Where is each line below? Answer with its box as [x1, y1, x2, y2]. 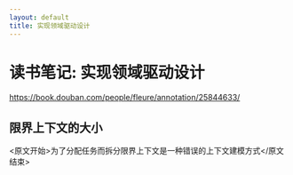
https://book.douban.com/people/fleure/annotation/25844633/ [9, 92, 241, 103]
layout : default [9, 12, 69, 22]
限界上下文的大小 [9, 120, 103, 135]
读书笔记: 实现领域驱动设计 [9, 62, 205, 83]
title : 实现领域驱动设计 [9, 21, 91, 30]
